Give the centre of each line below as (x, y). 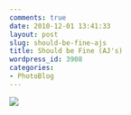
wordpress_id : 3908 (46, 59)
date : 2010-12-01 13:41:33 (60, 26)
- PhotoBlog (32, 76)
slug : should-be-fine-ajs (58, 43)
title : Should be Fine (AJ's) (66, 51)
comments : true (38, 18)
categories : (32, 68)
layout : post (34, 34)
